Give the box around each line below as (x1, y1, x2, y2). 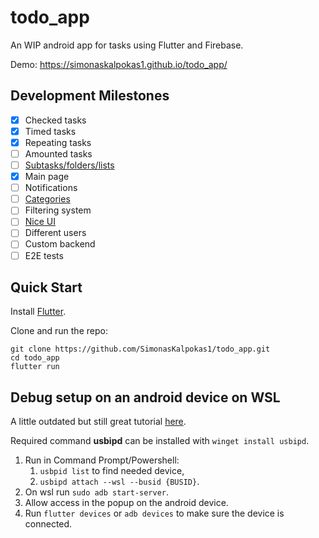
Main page (24, 171, 70, 183)
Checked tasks (24, 114, 87, 126)
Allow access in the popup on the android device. (24, 497, 229, 509)
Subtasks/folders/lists (24, 159, 115, 171)
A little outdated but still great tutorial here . (10, 416, 187, 428)
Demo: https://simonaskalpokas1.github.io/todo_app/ (10, 58, 228, 70)
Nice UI (24, 216, 56, 228)
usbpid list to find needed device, (39, 465, 185, 477)
